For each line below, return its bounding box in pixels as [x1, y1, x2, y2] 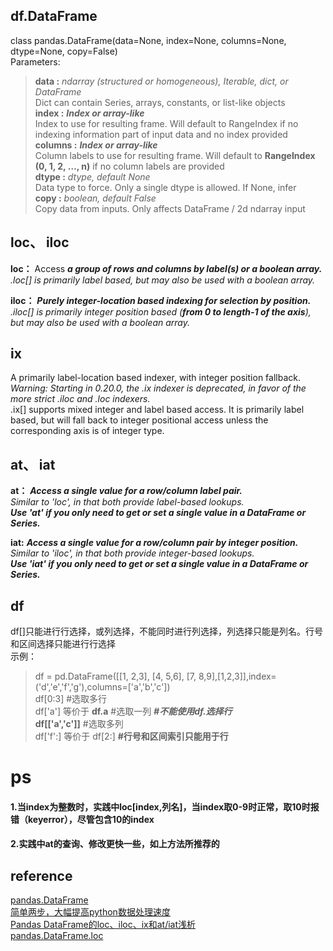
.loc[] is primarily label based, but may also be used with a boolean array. [10, 274, 316, 286]
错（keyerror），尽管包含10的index [10, 813, 155, 825]
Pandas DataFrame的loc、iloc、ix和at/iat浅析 [10, 919, 197, 931]
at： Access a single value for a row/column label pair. [10, 485, 243, 497]
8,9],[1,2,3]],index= [198, 670, 277, 683]
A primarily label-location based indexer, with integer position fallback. [10, 372, 301, 384]
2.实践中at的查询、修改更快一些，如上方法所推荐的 [10, 838, 220, 850]
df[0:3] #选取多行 [34, 693, 108, 705]
